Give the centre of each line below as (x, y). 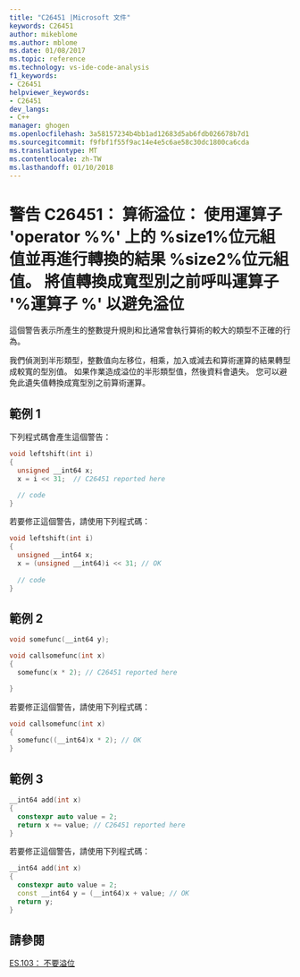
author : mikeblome (43, 34)
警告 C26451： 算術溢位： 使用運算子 (146, 214)
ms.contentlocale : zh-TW (55, 159)
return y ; (35, 901)
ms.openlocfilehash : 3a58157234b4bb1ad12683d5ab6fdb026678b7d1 (129, 134)
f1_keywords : (33, 76)
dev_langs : (29, 109)
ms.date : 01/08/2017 (48, 51)
